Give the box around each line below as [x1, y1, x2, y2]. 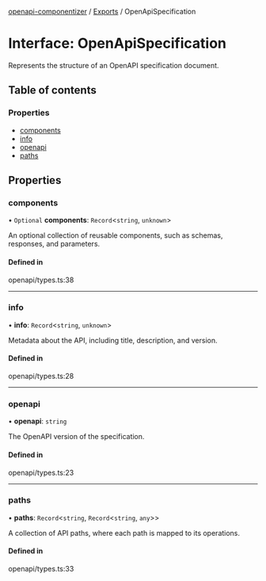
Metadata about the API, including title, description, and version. [8, 335, 218, 345]
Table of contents [8, 83, 97, 97]
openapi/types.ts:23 [8, 468, 74, 477]
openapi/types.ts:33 [8, 564, 74, 574]
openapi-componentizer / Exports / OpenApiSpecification [8, 7, 196, 16]
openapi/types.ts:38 [8, 275, 74, 285]
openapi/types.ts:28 [8, 372, 74, 381]
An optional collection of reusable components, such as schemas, [8, 231, 223, 240]
